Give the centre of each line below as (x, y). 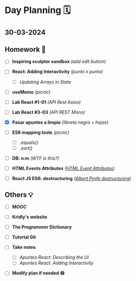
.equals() (29, 142)
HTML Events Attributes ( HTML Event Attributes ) (63, 168)
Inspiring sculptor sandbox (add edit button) (59, 62)
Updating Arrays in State (45, 82)
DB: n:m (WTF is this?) (36, 158)
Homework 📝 (25, 49)
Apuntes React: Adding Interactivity (56, 263)
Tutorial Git (24, 237)
